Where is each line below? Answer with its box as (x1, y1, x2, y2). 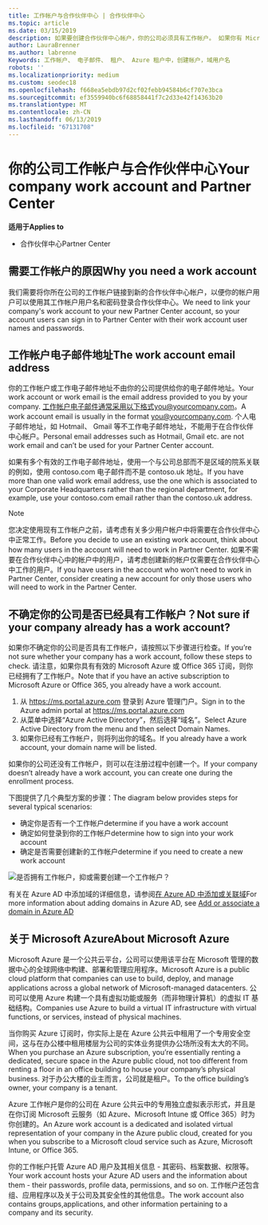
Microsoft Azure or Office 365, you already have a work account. (8, 680, 222, 690)
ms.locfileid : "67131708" (8, 123, 94, 131)
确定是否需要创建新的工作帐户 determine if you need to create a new (19, 847, 243, 857)
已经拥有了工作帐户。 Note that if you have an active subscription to (8, 672, 230, 681)
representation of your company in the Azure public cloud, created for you (8, 1128, 253, 1138)
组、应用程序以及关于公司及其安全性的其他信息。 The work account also (8, 1190, 245, 1199)
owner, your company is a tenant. (8, 1083, 118, 1092)
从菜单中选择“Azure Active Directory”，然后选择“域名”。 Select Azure (19, 716, 247, 725)
